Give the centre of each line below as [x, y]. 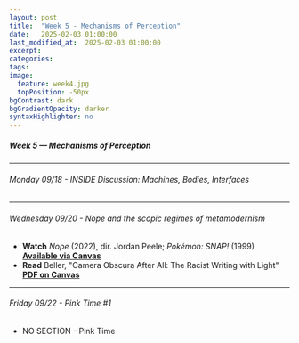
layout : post [33, 17]
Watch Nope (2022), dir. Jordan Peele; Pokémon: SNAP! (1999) [138, 246]
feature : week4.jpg [53, 84]
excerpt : [25, 51]
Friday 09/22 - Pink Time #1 [60, 303]
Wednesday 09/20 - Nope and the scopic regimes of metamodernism [137, 218]
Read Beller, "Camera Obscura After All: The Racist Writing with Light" [150, 265]
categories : [31, 59]
